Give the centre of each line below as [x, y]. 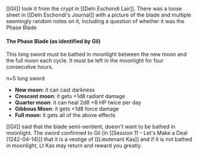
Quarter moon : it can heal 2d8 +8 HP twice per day [78, 103]
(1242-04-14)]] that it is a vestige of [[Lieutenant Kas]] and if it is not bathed [99, 140]
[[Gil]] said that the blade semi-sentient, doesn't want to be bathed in [91, 126]
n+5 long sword [25, 78]
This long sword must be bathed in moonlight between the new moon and [97, 54]
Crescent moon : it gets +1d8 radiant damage [70, 96]
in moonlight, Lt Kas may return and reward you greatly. [74, 145]
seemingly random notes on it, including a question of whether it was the [95, 21]
